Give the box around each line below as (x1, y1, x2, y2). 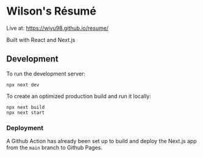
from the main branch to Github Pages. (6, 144, 102, 152)
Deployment (6, 124, 44, 132)
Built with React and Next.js (6, 36, 76, 43)
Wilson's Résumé (6, 4, 96, 18)
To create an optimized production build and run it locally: (6, 92, 151, 100)
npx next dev (6, 82, 40, 88)
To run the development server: (6, 70, 85, 77)
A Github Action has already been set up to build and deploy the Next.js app (6, 138, 197, 145)
